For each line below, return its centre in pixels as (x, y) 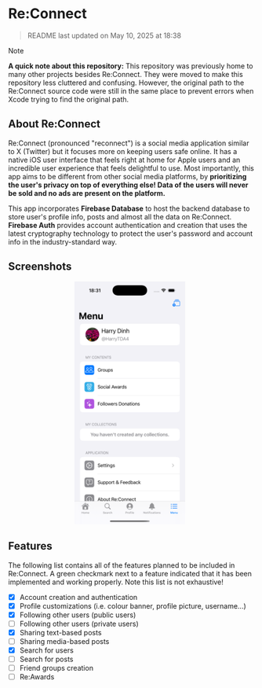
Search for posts (46, 659)
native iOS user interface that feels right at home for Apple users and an (124, 160)
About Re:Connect (54, 124)
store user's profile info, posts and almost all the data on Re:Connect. (120, 216)
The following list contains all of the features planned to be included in (122, 565)
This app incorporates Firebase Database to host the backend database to (129, 208)
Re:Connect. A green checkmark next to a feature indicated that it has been (130, 573)
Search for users (47, 650)
